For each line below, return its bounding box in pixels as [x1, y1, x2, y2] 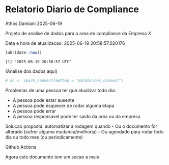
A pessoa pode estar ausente [12, 97, 75, 103]
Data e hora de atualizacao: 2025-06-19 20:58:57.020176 [5, 40, 126, 46]
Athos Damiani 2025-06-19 [5, 20, 63, 26]
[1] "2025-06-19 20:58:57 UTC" [5, 59, 72, 64]
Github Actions [5, 144, 37, 150]
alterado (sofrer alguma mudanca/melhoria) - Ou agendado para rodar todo [5, 128, 164, 134]
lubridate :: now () [5, 50, 42, 55]
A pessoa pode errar [12, 108, 56, 114]
